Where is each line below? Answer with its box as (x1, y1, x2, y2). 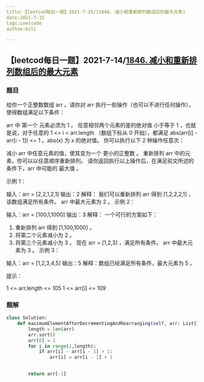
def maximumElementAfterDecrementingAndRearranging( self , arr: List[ (17, 321, 197, 327)
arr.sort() (28, 332, 56, 338)
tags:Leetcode (6, 20, 42, 26)
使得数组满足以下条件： (6, 109, 65, 116)
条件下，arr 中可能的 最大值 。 (6, 164, 82, 172)
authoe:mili (6, 25, 36, 32)
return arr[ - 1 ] (28, 371, 67, 377)
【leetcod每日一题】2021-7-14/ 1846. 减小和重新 (6, 55, 189, 65)
